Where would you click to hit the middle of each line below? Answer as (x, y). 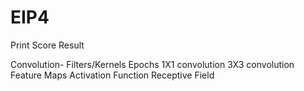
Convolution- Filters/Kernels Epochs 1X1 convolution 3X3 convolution (152, 64)
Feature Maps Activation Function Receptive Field (112, 75)
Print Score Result (47, 45)
